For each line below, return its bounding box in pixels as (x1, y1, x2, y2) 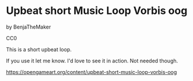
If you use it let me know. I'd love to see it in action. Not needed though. (6, 57, 178, 64)
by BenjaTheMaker (6, 23, 51, 30)
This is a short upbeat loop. (6, 45, 72, 53)
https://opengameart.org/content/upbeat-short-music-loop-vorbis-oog (6, 68, 177, 75)
